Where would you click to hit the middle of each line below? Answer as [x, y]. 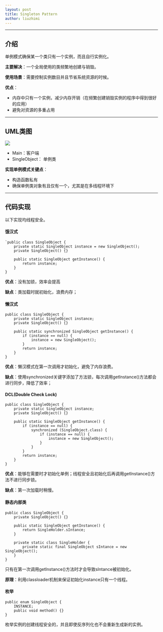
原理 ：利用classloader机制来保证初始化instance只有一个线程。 [67, 579]
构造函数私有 [25, 180]
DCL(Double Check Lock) [31, 394]
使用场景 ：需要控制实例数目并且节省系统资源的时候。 [58, 77]
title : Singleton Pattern [31, 14]
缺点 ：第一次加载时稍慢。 [31, 490]
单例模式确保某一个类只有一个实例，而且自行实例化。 [58, 57]
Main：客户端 [25, 153]
